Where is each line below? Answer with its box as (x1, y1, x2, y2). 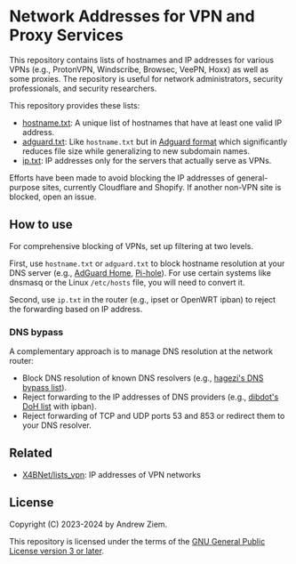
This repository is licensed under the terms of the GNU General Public (9, 536, 266, 546)
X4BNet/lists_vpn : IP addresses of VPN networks (21, 469, 202, 479)
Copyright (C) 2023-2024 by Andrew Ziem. (9, 519, 168, 529)
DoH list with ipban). (21, 401, 97, 412)
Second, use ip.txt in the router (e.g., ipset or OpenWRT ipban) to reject (9, 294, 276, 304)
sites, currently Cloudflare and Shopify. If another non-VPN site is (41, 181, 282, 192)
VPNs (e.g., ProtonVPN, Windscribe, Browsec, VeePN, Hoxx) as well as (9, 64, 269, 75)
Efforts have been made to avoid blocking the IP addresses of (9, 172, 236, 183)
